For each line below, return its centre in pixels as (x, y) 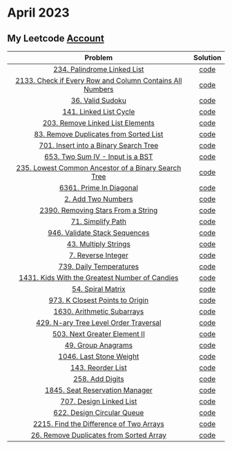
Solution (207, 58)
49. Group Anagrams (99, 345)
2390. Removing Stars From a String (99, 210)
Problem (99, 58)
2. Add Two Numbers (99, 199)
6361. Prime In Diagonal (98, 188)
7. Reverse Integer (99, 255)
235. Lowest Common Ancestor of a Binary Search (99, 168)
